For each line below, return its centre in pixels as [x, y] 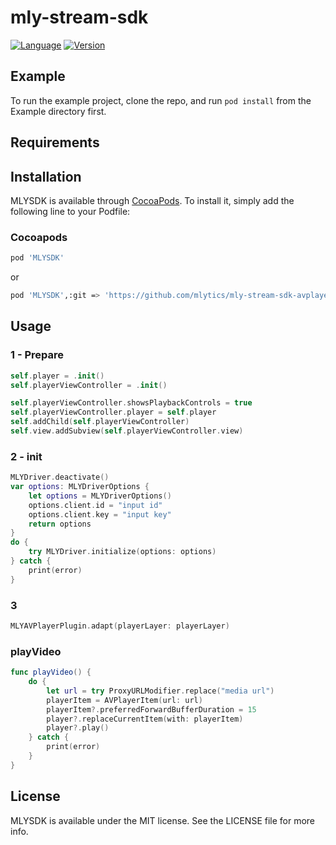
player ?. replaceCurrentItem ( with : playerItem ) [145, 719]
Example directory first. [58, 111]
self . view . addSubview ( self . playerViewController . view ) [127, 431]
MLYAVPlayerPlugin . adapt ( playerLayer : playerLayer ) [120, 626]
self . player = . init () [57, 376]
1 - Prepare [37, 355]
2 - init [26, 456]
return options [60, 524]
